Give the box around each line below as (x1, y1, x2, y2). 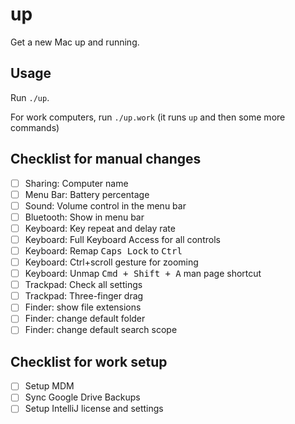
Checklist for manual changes (10, 151, 202, 168)
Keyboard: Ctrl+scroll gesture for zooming (24, 256, 199, 268)
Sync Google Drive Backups (24, 391, 141, 403)
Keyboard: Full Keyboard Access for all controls (24, 233, 221, 245)
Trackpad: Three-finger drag (24, 290, 144, 302)
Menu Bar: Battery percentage (24, 188, 150, 200)
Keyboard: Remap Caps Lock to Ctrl (24, 244, 183, 257)
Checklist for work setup (10, 353, 168, 370)
